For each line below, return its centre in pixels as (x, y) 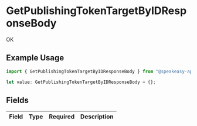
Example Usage (35, 58)
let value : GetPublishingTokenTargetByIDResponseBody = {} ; (81, 82)
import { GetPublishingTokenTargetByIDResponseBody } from (80, 71)
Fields (18, 100)
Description (97, 117)
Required (62, 117)
